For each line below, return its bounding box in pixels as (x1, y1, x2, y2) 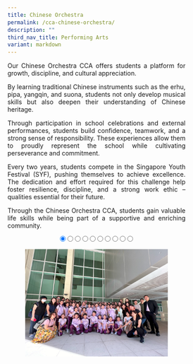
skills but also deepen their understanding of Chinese (7, 98, 186, 106)
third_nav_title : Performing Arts (7, 34, 109, 41)
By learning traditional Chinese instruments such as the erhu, (7, 83, 186, 91)
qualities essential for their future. (7, 193, 106, 201)
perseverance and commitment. (7, 149, 100, 158)
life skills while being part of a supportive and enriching (7, 214, 186, 223)
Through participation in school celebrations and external (7, 119, 186, 127)
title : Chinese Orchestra (7, 11, 84, 18)
